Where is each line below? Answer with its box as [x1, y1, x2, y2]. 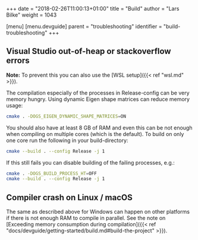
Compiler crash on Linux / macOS [6, 192, 133, 203]
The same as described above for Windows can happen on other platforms [6, 208, 190, 216]
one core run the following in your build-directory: [6, 137, 128, 144]
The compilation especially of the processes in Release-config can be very [6, 89, 190, 96]
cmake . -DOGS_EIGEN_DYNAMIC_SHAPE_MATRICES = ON [6, 113, 127, 119]
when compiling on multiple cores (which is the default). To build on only [6, 130, 184, 137]
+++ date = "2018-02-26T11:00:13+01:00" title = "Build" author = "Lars [6, 5, 180, 12]
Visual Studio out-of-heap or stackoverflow [6, 46, 171, 56]
